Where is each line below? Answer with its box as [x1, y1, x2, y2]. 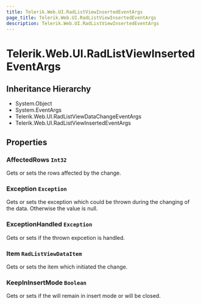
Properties [6, 137, 48, 147]
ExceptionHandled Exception [6, 220, 93, 229]
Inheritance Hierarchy [6, 84, 91, 94]
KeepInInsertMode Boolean [6, 278, 87, 287]
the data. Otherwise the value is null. [6, 205, 98, 212]
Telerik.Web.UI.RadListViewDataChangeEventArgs [15, 113, 142, 120]
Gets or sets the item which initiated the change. [6, 263, 128, 270]
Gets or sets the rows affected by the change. [6, 169, 122, 177]
